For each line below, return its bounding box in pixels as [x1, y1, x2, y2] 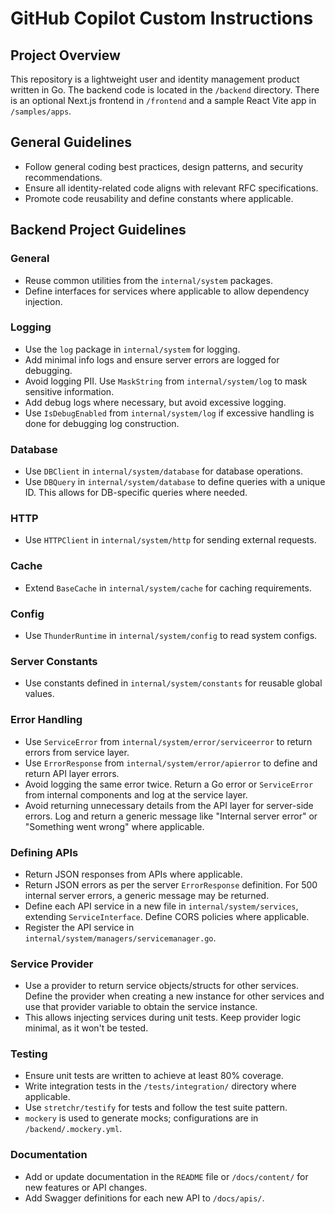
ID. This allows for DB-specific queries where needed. [24, 487, 248, 499]
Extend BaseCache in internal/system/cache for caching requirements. [24, 582, 312, 594]
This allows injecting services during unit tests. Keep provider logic [24, 1012, 302, 1024]
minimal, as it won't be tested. [24, 1022, 149, 1034]
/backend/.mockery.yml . [24, 1123, 123, 1135]
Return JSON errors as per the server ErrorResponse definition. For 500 [24, 878, 318, 891]
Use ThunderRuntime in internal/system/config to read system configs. [24, 629, 318, 641]
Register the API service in [24, 921, 135, 933]
